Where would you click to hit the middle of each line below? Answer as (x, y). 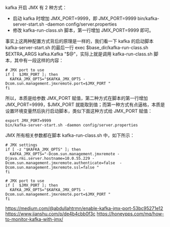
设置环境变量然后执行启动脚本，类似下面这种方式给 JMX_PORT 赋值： (79, 111)
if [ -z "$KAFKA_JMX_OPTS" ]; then (43, 150)
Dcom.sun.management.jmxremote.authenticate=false (60, 163)
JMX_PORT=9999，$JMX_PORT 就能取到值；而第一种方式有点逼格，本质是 (85, 105)
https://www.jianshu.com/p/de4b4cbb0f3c (51, 214)
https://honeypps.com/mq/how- (130, 214)
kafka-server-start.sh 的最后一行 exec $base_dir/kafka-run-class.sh (77, 47)
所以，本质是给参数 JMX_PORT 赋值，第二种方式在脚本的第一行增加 (77, 98)
